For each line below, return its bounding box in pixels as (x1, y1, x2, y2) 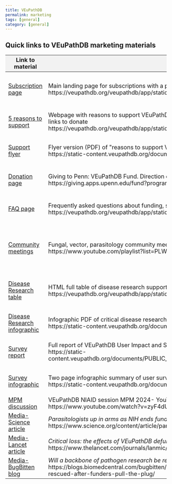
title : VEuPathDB (5, 7, 42, 13)
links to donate (48, 118, 88, 125)
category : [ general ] (5, 22, 50, 27)
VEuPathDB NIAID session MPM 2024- (48, 396, 155, 404)
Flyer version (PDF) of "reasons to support (48, 144, 163, 151)
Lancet (8, 441, 27, 448)
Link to (16, 56, 35, 64)
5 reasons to (8, 115, 42, 122)
